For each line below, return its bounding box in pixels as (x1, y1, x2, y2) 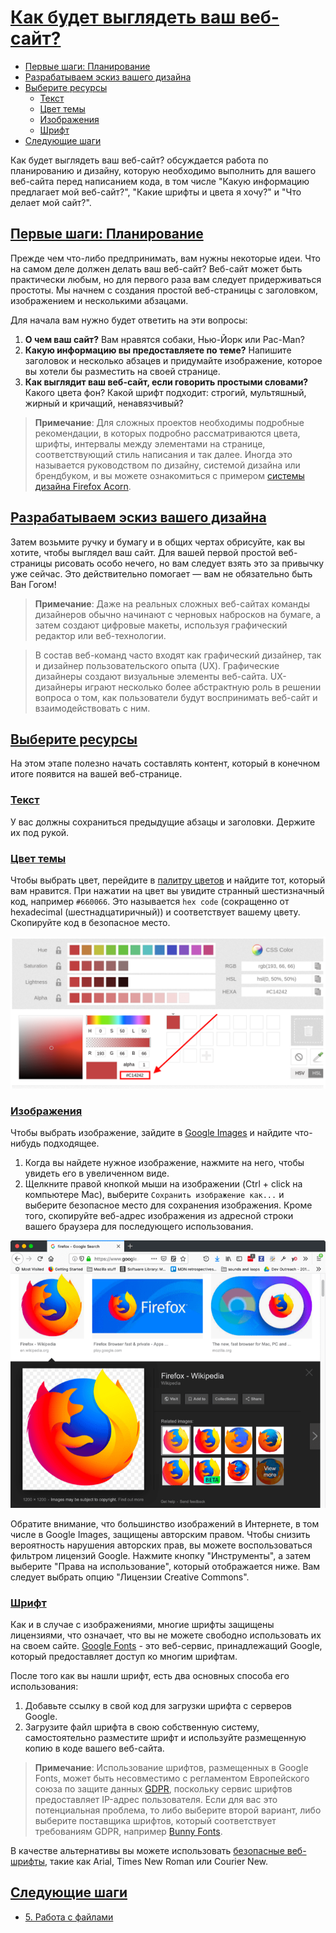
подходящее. (43, 1137, 100, 1150)
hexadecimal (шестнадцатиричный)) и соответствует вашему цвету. (10, 906, 301, 918)
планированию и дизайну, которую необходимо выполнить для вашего (10, 164, 317, 176)
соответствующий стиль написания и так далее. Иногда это (34, 448, 293, 460)
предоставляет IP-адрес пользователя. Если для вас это (34, 1794, 278, 1806)
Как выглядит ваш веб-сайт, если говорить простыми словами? (24, 376, 309, 388)
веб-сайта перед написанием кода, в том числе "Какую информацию (10, 175, 310, 187)
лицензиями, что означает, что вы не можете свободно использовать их (10, 1629, 322, 1641)
